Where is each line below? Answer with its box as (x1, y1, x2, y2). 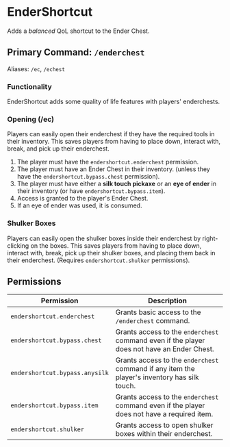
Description (148, 296, 187, 305)
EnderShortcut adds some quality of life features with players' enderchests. (7, 97, 220, 106)
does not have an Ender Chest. (115, 344, 214, 354)
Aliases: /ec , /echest (7, 64, 65, 73)
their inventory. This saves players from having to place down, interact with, (7, 138, 221, 146)
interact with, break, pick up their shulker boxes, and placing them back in (7, 248, 216, 257)
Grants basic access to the (115, 307, 201, 317)
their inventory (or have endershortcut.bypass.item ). (16, 187, 166, 195)
